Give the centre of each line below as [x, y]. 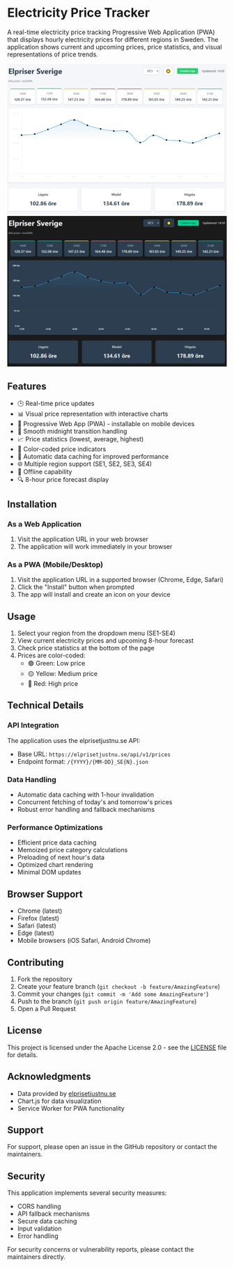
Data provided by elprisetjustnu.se [67, 1093]
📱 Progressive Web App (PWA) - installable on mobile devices [106, 424]
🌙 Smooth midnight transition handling [72, 431]
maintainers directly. [37, 1257]
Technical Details [46, 706]
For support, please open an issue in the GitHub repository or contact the [112, 1147]
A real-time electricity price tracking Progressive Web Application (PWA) [111, 32]
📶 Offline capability [45, 472]
